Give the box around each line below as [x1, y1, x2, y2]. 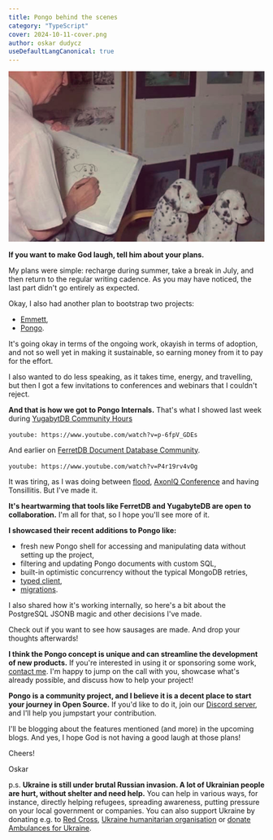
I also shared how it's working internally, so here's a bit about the [8, 600, 226, 610]
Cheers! [8, 748, 35, 758]
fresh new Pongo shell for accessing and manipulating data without [19, 541, 246, 551]
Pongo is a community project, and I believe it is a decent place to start [8, 690, 252, 700]
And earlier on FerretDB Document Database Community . [8, 444, 201, 455]
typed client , [19, 575, 63, 585]
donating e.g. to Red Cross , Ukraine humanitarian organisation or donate [8, 814, 251, 824]
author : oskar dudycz [8, 39, 82, 47]
